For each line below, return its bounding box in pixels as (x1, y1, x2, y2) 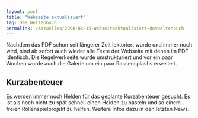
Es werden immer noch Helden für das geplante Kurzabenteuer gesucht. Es (6, 93, 191, 100)
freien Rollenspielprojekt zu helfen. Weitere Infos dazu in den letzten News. (6, 106, 190, 113)
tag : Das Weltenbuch (6, 19, 58, 25)
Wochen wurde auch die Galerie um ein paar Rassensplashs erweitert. (6, 60, 178, 67)
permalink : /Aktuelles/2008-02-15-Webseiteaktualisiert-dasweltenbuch (6, 25, 184, 31)
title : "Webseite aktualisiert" (6, 14, 86, 20)
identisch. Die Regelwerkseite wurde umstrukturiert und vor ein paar (6, 54, 173, 61)
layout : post (6, 8, 39, 15)
